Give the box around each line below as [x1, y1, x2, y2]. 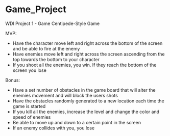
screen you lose [12, 67, 47, 73]
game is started [12, 103, 46, 109]
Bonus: [5, 77, 20, 83]
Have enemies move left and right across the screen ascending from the [12, 51, 165, 57]
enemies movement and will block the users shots [12, 92, 118, 98]
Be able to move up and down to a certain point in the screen [12, 119, 141, 125]
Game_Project [5, 4, 66, 15]
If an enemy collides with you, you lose [12, 125, 95, 131]
